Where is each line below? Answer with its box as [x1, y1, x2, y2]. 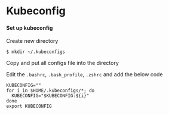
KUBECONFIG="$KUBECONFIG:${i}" [11, 93, 90, 99]
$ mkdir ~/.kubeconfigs [6, 49, 66, 55]
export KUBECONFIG [6, 103, 52, 110]
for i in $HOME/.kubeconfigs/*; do [6, 88, 95, 94]
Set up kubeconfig [6, 24, 53, 31]
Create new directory [6, 38, 59, 45]
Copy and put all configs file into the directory [6, 60, 119, 67]
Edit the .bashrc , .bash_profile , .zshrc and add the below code [6, 71, 163, 78]
